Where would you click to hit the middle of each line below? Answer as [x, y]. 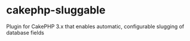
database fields [25, 32]
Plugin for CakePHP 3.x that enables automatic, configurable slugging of [95, 26]
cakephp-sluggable [56, 10]
